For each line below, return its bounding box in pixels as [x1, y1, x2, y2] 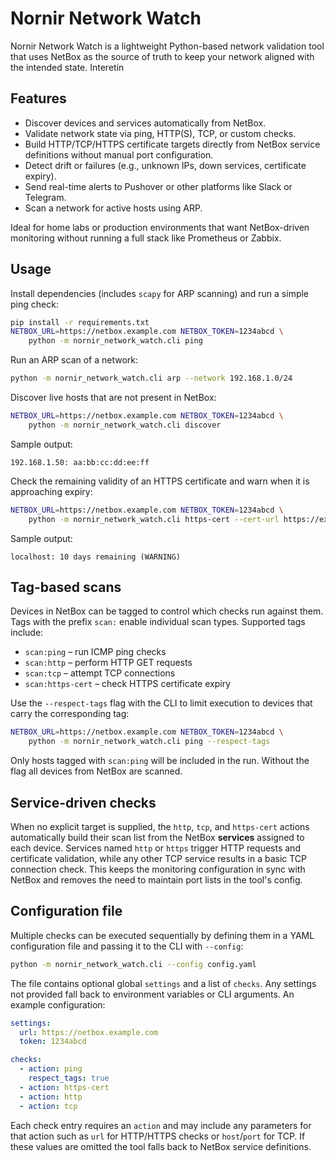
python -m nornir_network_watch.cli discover [28, 420, 222, 430]
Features [10, 90, 67, 107]
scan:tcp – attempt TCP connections [24, 667, 176, 679]
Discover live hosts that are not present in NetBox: [10, 392, 217, 404]
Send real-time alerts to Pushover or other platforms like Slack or [24, 180, 293, 192]
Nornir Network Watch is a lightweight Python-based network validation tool [10, 40, 325, 52]
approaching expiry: [10, 485, 93, 497]
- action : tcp [19, 1101, 78, 1111]
